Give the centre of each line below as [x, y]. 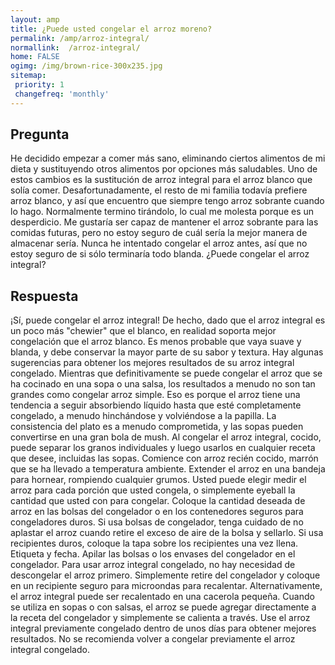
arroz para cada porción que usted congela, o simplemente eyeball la [153, 490]
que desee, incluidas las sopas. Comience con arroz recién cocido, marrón [164, 458]
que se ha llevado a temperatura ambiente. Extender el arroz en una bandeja [168, 469]
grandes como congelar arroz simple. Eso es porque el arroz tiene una [155, 395]
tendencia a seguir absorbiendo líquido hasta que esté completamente [156, 405]
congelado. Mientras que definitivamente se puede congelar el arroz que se [166, 373]
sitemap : [28, 76]
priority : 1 [39, 85]
